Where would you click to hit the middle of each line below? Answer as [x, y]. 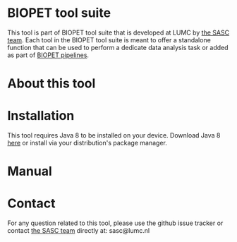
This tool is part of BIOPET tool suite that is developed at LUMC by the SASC [119, 32]
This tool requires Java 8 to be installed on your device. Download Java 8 [114, 135]
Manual [30, 171]
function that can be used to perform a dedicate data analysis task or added [118, 47]
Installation [41, 116]
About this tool [51, 84]
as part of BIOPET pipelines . [48, 55]
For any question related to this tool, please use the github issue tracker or [115, 223]
